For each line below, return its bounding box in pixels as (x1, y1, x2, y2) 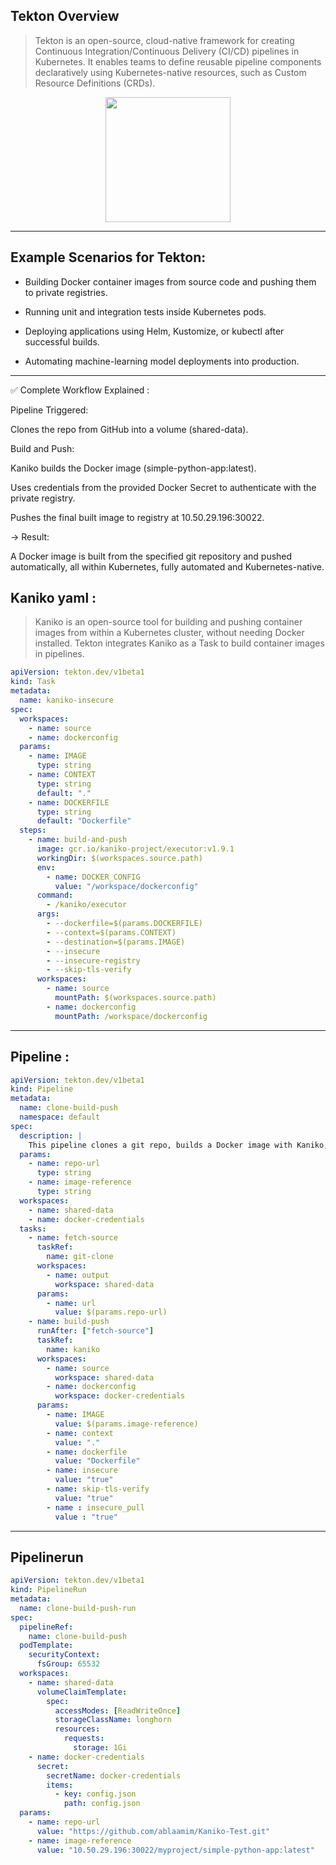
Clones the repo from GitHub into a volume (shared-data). (10, 423, 249, 435)
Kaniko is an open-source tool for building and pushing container (34, 616, 303, 628)
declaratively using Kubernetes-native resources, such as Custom (34, 66, 307, 78)
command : (36, 890, 74, 901)
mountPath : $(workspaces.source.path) (54, 993, 217, 1003)
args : (36, 909, 60, 919)
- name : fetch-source (28, 1233, 118, 1243)
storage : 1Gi (73, 1743, 128, 1753)
